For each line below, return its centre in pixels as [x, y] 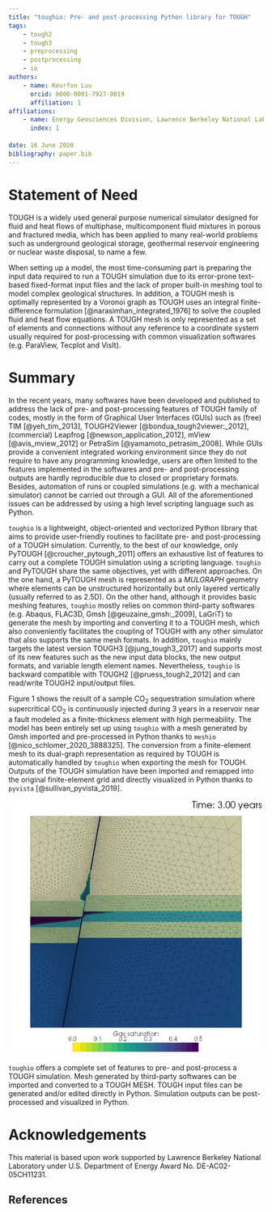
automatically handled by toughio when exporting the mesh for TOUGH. [128, 762]
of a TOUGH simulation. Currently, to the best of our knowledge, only [123, 545]
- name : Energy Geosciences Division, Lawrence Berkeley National [137, 120]
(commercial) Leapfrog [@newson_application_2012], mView [109, 434]
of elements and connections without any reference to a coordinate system [134, 327]
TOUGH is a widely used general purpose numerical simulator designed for [134, 217]
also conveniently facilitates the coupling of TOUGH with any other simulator [136, 631]
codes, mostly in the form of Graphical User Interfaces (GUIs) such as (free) [135, 417]
